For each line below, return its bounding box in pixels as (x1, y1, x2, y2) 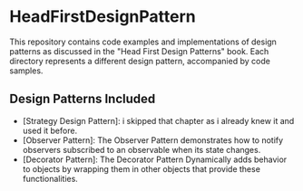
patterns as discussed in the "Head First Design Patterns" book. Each (9, 45, 269, 56)
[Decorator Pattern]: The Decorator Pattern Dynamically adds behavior (22, 154, 288, 165)
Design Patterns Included (9, 91, 156, 107)
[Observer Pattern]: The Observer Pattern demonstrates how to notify (22, 134, 284, 146)
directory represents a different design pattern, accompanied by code (9, 55, 270, 66)
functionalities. (22, 173, 79, 184)
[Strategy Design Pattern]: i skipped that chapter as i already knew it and (22, 115, 295, 126)
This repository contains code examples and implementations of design (9, 36, 277, 47)
